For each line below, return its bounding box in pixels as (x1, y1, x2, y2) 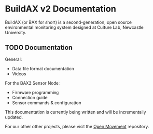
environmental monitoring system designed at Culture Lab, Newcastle (5, 24, 144, 30)
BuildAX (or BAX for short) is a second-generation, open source (5, 19, 132, 25)
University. (5, 29, 27, 35)
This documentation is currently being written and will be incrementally (5, 109, 146, 115)
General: (5, 56, 22, 62)
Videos (12, 71, 27, 77)
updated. (5, 114, 23, 120)
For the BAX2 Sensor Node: (5, 80, 60, 86)
